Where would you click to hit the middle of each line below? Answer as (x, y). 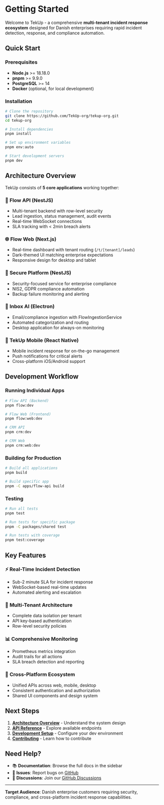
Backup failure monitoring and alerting (51, 294)
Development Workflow (42, 377)
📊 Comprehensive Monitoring (41, 639)
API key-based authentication (42, 621)
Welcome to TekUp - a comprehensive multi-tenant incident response (76, 22)
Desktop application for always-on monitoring (58, 327)
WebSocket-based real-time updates (49, 587)
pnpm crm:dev (18, 432)
